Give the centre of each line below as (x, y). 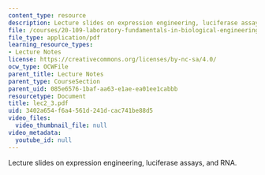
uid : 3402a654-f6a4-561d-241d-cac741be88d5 (81, 111)
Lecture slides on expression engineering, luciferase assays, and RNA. (123, 162)
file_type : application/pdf (54, 37)
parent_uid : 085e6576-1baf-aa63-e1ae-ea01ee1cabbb (93, 89)
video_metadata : (35, 132)
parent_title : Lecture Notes (56, 74)
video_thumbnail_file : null (62, 125)
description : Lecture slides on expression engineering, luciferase (123, 23)
